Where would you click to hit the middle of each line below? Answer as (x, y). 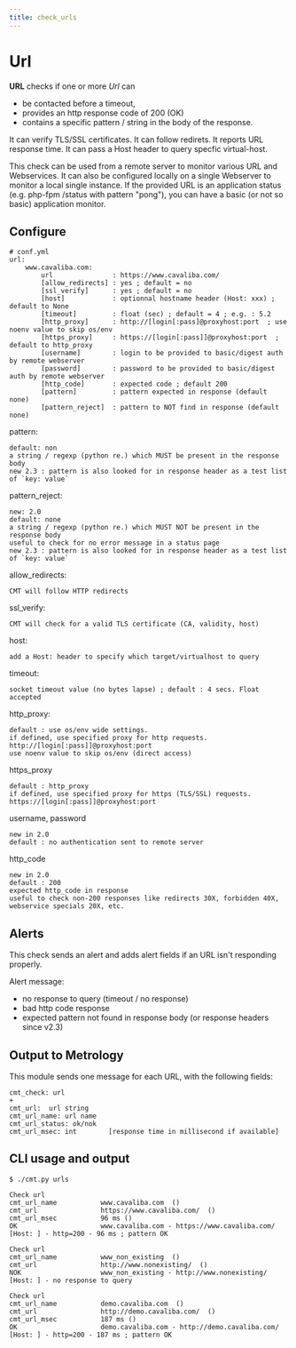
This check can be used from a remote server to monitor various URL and (143, 166)
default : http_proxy (49, 786)
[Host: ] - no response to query (71, 1280)
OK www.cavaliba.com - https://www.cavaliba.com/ (142, 1226)
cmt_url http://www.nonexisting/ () (109, 1264)
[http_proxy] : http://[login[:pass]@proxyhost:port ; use (164, 322)
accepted (25, 698)
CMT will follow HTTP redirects (69, 592)
